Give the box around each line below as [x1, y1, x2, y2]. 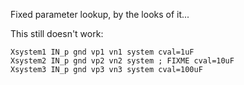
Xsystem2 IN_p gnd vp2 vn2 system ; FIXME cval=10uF [10, 56, 235, 66]
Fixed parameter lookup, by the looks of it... [10, 9, 190, 20]
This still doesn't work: [10, 28, 104, 39]
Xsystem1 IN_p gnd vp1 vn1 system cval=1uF [10, 47, 195, 57]
